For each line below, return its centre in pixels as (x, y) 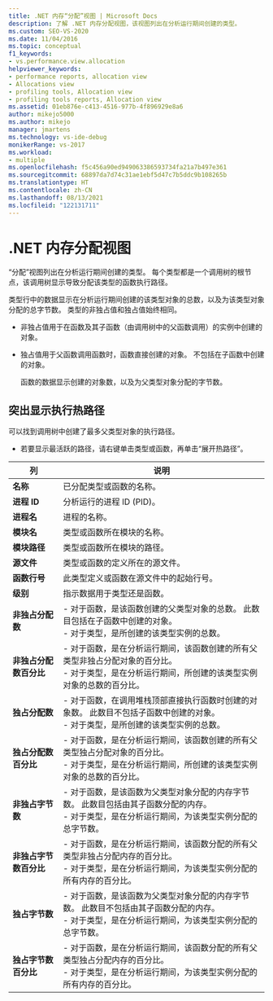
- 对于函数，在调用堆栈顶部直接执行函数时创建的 (156, 700)
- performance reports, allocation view (78, 77)
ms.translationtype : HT (49, 183)
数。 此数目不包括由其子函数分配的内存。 (141, 908)
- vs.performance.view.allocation (67, 62)
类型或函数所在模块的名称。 (116, 533)
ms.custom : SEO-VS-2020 (49, 31)
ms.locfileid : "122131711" (54, 205)
